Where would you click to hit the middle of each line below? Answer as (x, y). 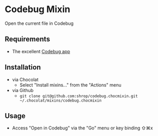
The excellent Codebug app (41, 51)
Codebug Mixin (37, 9)
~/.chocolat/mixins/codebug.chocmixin (61, 100)
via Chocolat (25, 79)
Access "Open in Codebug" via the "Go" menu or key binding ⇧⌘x (82, 128)
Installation (23, 67)
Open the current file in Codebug (39, 23)
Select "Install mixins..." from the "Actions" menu (71, 85)
